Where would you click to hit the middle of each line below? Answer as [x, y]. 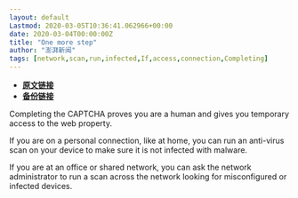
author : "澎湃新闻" [43, 51]
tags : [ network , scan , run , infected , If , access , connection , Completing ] [139, 59]
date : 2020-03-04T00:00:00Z [61, 34]
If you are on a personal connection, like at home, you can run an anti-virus [147, 140]
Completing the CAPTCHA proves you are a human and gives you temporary [149, 114]
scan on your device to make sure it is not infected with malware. [128, 150]
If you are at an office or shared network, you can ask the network [130, 167]
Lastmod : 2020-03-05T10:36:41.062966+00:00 [91, 26]
